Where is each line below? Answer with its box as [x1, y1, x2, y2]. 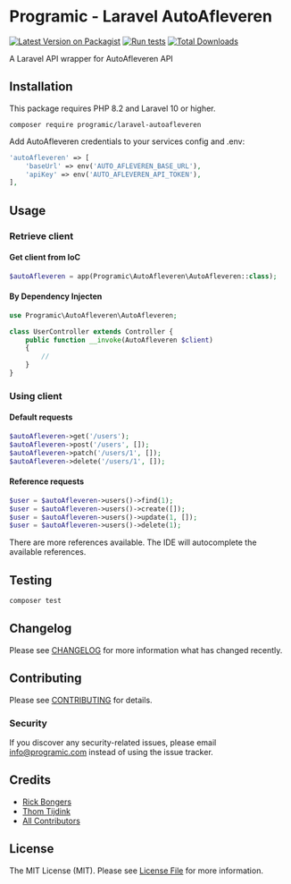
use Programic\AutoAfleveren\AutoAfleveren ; [9, 310, 178, 319]
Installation [9, 79, 73, 95]
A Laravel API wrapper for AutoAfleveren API [9, 53, 174, 64]
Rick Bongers [21, 796, 72, 807]
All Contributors [21, 815, 80, 826]
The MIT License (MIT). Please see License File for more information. [9, 865, 263, 876]
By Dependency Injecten [9, 291, 103, 302]
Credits [9, 772, 52, 788]
